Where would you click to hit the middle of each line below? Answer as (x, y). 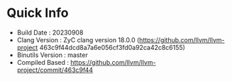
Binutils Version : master (52, 55)
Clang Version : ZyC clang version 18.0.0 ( (78, 39)
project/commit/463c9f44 (55, 70)
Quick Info (38, 13)
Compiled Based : (43, 62)
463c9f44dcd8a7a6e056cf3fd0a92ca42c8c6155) (112, 47)
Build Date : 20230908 (50, 32)
